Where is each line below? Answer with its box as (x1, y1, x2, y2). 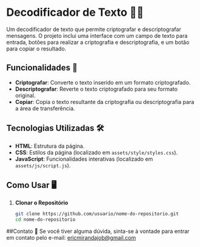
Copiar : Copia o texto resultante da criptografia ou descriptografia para (15, 98, 195, 105)
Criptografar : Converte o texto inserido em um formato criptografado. (15, 78, 191, 86)
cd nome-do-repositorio (15, 217, 76, 223)
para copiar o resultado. (6, 45, 67, 52)
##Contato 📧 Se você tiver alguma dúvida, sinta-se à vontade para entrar (6, 228, 190, 235)
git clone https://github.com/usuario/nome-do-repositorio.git (15, 211, 179, 217)
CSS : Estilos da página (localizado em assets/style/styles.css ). (15, 148, 178, 156)
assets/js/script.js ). (15, 161, 71, 169)
